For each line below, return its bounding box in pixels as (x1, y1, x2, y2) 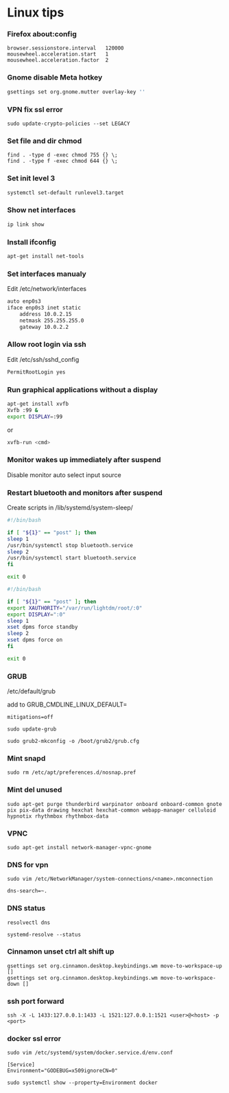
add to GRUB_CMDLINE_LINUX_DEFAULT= (7, 700, 128, 709)
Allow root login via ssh (7, 340, 87, 349)
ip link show (7, 221, 45, 228)
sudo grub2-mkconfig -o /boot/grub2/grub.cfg (7, 738, 139, 745)
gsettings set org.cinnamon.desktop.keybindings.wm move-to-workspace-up (7, 963, 223, 969)
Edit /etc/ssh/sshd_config (7, 355, 80, 363)
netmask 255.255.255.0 (19, 317, 84, 324)
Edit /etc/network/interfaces (7, 285, 87, 293)
